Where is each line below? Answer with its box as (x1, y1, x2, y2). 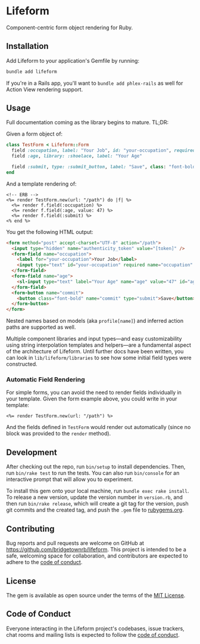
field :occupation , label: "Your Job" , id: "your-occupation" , (11, 147, 171, 153)
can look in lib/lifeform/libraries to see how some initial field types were (6, 354, 192, 362)
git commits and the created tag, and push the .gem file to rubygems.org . (6, 506, 184, 514)
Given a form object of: (6, 130, 63, 138)
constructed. (6, 360, 37, 368)
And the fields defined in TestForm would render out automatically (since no (6, 424, 191, 431)
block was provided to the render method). (6, 430, 111, 437)
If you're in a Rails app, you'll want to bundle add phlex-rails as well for (6, 79, 183, 87)
